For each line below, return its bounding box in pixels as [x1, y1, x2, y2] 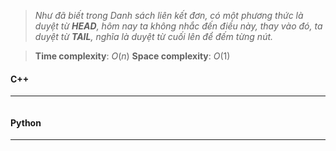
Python [10, 116, 42, 129]
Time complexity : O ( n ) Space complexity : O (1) [34, 50, 231, 62]
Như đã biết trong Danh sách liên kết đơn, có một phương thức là [34, 10, 304, 21]
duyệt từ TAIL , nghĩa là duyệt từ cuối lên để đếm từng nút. [34, 31, 274, 42]
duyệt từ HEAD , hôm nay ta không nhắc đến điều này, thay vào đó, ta [34, 20, 323, 32]
